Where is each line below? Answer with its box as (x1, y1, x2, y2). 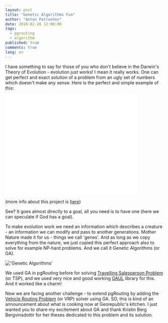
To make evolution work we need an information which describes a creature (5, 223, 162, 230)
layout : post (5, 7, 33, 13)
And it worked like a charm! (5, 281, 62, 287)
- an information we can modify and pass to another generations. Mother (5, 229, 156, 235)
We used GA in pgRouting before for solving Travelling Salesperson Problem (5, 270, 163, 276)
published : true (5, 40, 39, 45)
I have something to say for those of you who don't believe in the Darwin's (5, 64, 159, 70)
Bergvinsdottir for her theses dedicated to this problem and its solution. (5, 311, 153, 318)
